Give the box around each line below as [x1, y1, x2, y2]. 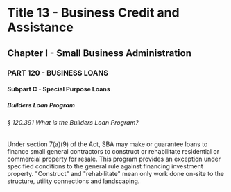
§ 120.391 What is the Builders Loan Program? [7, 119, 139, 127]
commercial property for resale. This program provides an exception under [7, 155, 221, 163]
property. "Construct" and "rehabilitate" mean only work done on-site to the [7, 169, 224, 177]
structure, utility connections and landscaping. [7, 177, 140, 185]
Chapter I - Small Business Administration [7, 47, 192, 59]
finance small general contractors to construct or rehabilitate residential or [7, 147, 220, 155]
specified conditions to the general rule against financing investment [7, 162, 203, 171]
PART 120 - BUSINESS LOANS [7, 68, 109, 78]
